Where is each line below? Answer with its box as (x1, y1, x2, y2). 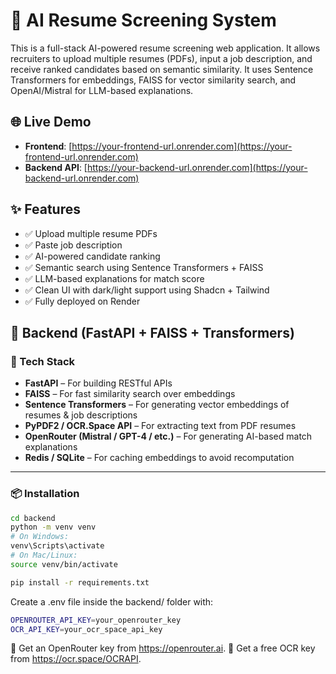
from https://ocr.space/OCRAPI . (10, 653, 142, 665)
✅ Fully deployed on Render (24, 295, 141, 307)
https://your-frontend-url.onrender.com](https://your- (71, 140, 293, 152)
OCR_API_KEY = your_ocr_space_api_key (10, 624, 163, 634)
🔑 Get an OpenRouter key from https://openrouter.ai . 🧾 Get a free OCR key (10, 642, 316, 654)
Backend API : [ (24, 161, 88, 173)
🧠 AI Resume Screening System (10, 9, 277, 32)
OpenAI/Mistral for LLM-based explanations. (10, 84, 194, 96)
